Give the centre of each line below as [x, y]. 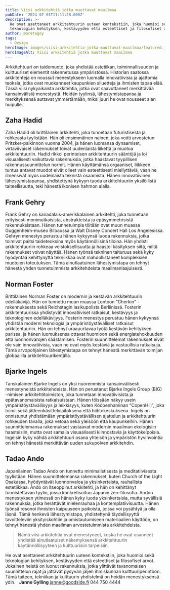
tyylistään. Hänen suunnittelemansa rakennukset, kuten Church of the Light [84, 476]
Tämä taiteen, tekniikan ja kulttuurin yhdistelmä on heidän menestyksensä [82, 577]
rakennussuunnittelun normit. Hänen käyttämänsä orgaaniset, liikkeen [78, 165]
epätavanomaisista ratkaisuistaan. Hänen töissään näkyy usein [71, 400]
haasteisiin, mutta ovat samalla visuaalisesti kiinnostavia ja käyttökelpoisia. [83, 432]
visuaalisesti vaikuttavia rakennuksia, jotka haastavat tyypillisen [71, 160]
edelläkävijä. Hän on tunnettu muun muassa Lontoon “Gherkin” [71, 301]
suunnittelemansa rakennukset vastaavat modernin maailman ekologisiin [81, 426]
